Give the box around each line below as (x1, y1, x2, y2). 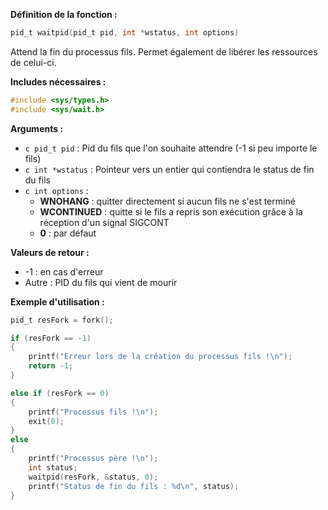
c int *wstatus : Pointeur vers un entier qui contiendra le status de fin (24, 163, 315, 175)
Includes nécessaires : (10, 75, 107, 88)
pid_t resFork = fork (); (10, 315, 114, 325)
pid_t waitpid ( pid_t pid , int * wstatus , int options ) (10, 28, 240, 38)
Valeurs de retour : (10, 246, 90, 258)
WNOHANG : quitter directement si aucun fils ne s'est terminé (39, 195, 296, 207)
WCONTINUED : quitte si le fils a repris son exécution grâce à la (39, 205, 303, 218)
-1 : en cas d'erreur (24, 265, 104, 278)
